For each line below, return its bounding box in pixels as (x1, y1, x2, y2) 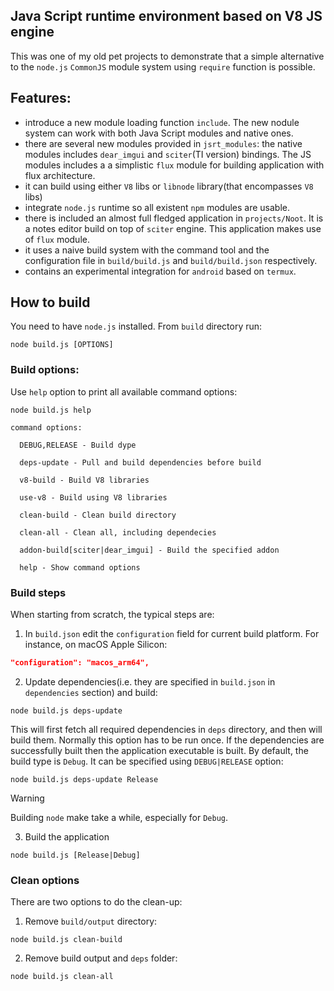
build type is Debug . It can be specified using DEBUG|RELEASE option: (10, 755, 284, 767)
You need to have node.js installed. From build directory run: (10, 320, 263, 333)
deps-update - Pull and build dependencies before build (19, 457, 262, 468)
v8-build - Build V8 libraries (19, 475, 150, 485)
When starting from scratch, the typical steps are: (10, 609, 215, 621)
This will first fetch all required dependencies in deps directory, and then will (10, 723, 323, 735)
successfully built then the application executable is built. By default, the (10, 744, 309, 756)
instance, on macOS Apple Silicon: (24, 639, 168, 651)
